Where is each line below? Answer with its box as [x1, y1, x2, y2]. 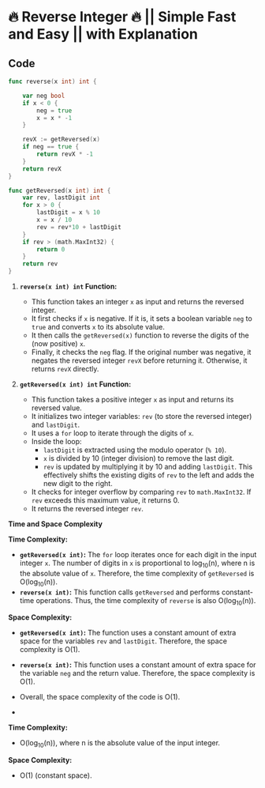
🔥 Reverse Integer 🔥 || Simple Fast [8, 8, 237, 26]
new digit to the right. [43, 479, 113, 488]
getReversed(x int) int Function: [19, 379, 132, 389]
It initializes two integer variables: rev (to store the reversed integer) [31, 412, 252, 420]
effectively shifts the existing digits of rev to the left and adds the [43, 470, 255, 480]
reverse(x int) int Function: [19, 281, 118, 291]
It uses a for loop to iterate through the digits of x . [31, 428, 195, 438]
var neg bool [22, 92, 65, 100]
